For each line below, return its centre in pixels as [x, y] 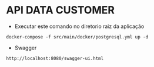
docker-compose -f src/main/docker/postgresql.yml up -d [77, 37]
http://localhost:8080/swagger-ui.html [55, 58]
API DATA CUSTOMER [60, 10]
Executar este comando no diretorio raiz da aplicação [79, 26]
